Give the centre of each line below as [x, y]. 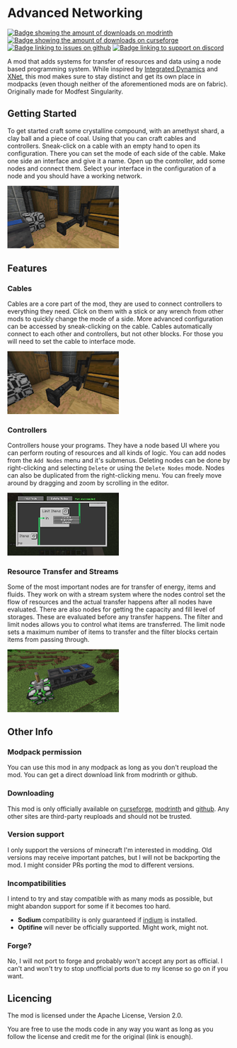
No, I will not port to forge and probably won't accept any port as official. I [115, 961]
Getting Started [42, 114]
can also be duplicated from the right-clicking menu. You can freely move [115, 475]
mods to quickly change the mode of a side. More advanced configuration [115, 319]
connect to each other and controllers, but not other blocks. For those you [115, 334]
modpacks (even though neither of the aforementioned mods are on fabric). [118, 84]
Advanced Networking [75, 13]
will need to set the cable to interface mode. [71, 342]
